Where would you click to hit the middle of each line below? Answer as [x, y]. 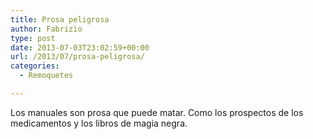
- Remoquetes [46, 76]
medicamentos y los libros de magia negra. [99, 123]
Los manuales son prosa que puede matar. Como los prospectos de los [157, 112]
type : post [33, 38]
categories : [35, 66]
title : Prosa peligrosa [60, 19]
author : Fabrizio [46, 29]
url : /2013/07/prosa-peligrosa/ [77, 57]
